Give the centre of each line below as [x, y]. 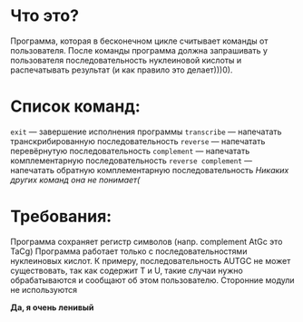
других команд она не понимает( [75, 180]
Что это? [45, 16]
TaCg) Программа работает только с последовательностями [129, 251]
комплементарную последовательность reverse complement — [132, 161]
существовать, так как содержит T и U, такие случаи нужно [127, 270]
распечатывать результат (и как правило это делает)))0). [122, 70]
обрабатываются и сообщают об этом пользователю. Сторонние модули [152, 280]
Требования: [61, 216]
